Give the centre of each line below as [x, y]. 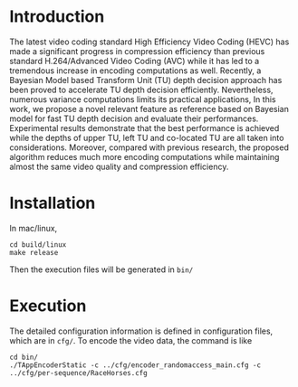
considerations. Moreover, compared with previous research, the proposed [149, 147]
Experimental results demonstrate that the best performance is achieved [144, 127]
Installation [53, 203]
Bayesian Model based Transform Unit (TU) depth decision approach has [146, 80]
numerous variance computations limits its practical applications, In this [143, 99]
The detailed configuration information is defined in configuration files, [141, 331]
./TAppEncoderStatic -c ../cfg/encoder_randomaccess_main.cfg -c [135, 365]
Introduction [57, 17]
